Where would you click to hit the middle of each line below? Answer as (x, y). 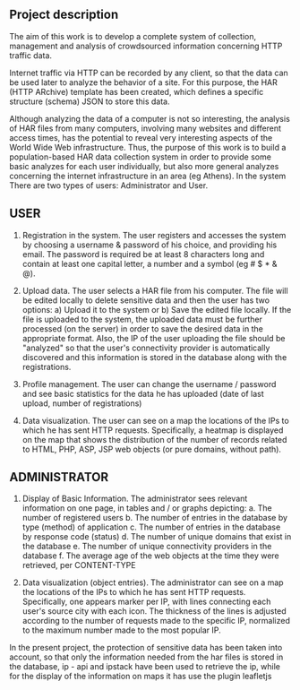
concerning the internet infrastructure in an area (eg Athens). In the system (148, 176)
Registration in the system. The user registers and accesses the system (154, 235)
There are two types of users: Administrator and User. (109, 185)
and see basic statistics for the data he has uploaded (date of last (143, 393)
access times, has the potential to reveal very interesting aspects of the (141, 137)
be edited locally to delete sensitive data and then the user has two (146, 300)
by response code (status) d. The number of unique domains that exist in (157, 537)
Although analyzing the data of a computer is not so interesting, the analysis (150, 118)
